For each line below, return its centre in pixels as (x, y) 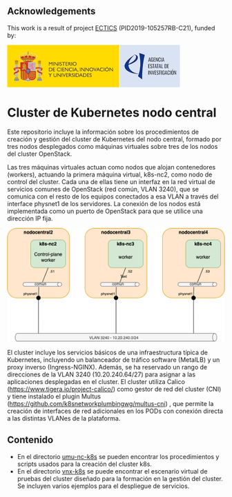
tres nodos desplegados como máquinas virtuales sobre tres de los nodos (113, 146)
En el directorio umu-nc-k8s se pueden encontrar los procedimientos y (118, 456)
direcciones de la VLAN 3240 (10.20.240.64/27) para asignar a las (101, 374)
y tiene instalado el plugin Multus (54, 396)
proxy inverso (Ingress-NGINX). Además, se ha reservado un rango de (107, 367)
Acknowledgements (51, 11)
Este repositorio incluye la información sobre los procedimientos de (103, 132)
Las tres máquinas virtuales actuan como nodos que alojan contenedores (112, 167)
